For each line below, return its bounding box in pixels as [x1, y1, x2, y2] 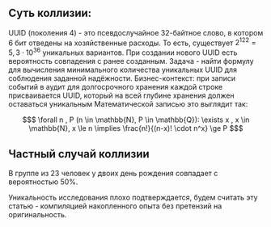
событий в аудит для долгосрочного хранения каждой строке [8, 82, 223, 92]
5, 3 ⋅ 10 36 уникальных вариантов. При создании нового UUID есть [8, 46, 238, 57]
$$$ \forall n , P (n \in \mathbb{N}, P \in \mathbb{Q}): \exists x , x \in [22, 115, 250, 124]
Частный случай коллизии [8, 147, 150, 161]
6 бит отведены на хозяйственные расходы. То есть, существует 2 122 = [8, 36, 256, 48]
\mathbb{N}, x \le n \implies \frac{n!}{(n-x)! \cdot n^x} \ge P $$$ [28, 124, 243, 133]
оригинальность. [8, 209, 67, 219]
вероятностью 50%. [8, 177, 78, 187]
